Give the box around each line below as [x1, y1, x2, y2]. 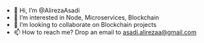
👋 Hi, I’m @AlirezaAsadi [13, 7, 80, 14]
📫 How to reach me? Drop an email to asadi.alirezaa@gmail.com [13, 28, 197, 36]
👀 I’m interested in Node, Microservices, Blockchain [13, 13, 160, 21]
